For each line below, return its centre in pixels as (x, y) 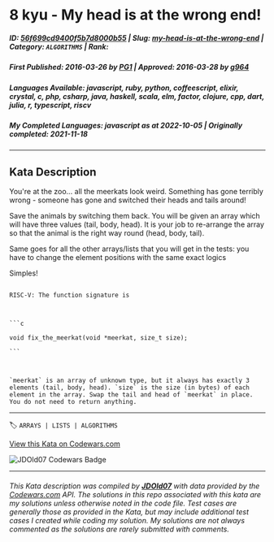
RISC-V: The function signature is (70, 295)
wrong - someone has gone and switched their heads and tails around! (128, 200)
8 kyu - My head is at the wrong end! (135, 15)
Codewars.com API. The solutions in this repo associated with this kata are (135, 494)
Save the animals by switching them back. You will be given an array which (135, 216)
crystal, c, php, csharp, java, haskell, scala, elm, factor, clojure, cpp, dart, (137, 96)
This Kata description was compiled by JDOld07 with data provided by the (135, 486)
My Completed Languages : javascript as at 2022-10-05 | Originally (126, 125)
